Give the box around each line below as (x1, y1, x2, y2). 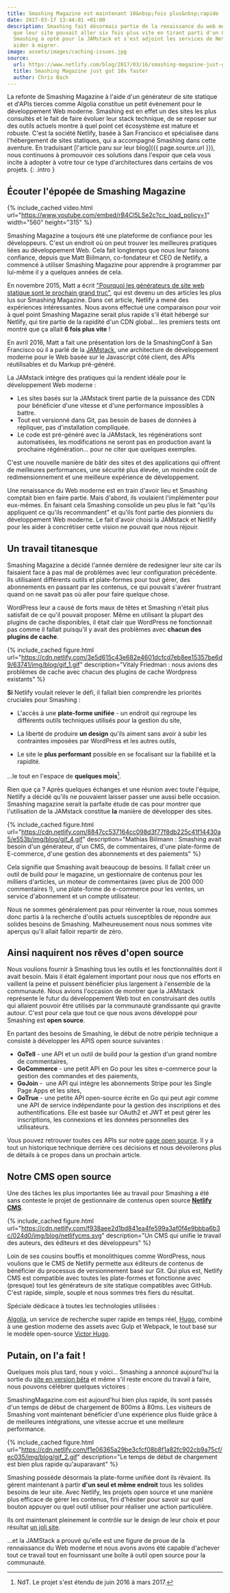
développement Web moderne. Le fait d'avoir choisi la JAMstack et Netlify (7, 515, 217, 524)
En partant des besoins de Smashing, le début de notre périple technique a (7, 1030, 218, 1038)
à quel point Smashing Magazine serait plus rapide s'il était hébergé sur (7, 310, 209, 319)
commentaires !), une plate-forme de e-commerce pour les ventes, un (7, 885, 205, 893)
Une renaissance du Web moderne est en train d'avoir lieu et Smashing (7, 487, 207, 495)
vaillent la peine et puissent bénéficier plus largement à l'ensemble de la (7, 979, 211, 988)
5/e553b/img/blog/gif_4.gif (7, 835, 83, 843)
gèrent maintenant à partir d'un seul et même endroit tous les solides (7, 1480, 204, 1489)
